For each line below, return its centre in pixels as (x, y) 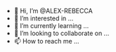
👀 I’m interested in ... (44, 18)
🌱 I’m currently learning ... (51, 26)
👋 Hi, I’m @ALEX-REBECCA (53, 11)
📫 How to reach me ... (46, 41)
